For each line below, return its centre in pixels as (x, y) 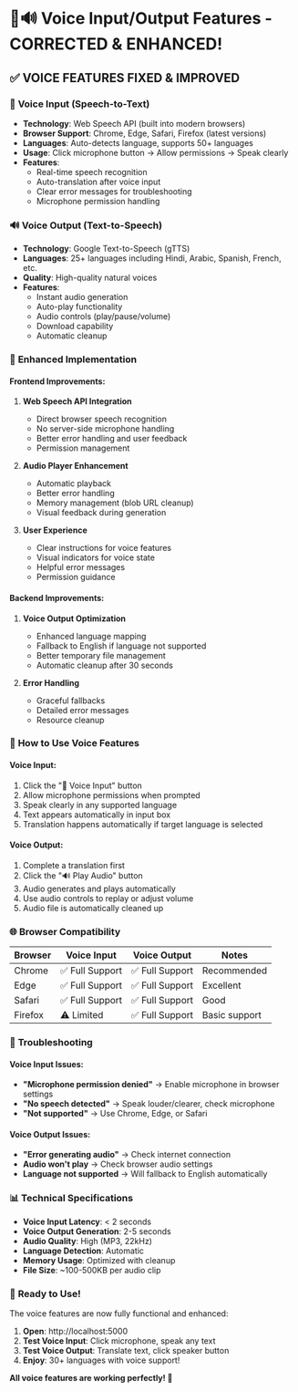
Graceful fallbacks (71, 701)
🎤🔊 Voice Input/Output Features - (141, 19)
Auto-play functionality (79, 306)
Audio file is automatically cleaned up (93, 908)
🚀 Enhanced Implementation (73, 359)
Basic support (232, 1015)
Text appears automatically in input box (97, 815)
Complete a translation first (74, 865)
